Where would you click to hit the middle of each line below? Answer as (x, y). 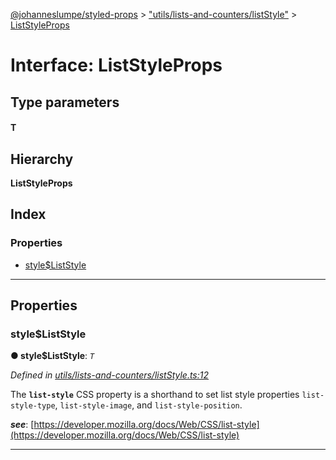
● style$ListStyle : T (52, 356)
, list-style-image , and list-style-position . (148, 405)
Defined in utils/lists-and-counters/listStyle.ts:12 (110, 375)
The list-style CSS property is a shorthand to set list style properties (155, 395)
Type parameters (65, 102)
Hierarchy (42, 159)
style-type (33, 406)
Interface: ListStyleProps (116, 65)
